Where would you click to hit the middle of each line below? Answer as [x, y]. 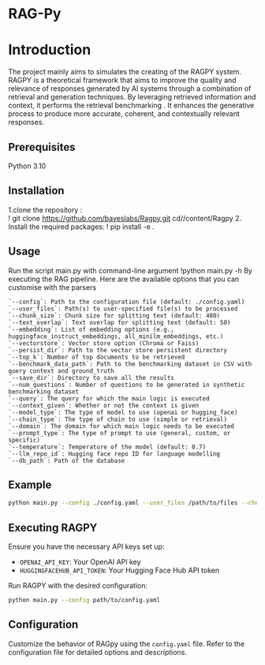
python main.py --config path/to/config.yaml [84, 600]
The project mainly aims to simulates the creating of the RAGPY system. [125, 72]
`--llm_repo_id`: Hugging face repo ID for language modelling [114, 454]
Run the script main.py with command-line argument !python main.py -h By [130, 270]
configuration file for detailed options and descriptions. [98, 652]
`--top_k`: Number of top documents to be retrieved [97, 357]
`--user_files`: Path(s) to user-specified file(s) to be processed [123, 309]
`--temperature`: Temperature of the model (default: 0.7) [107, 447]
